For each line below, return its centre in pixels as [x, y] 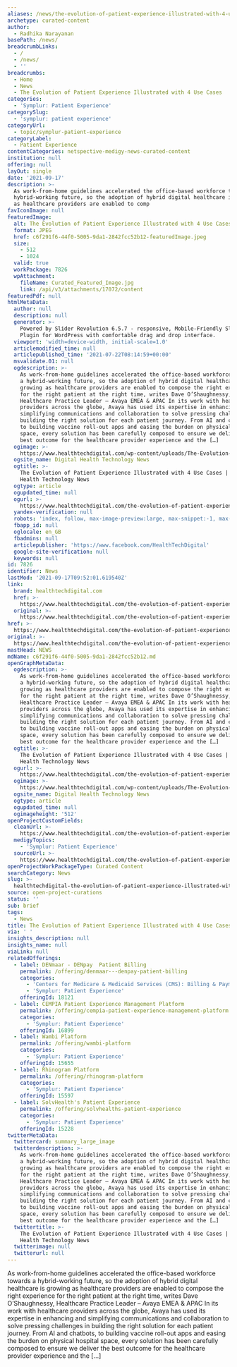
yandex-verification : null [53, 512]
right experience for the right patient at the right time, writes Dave [103, 1296]
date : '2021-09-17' [36, 178]
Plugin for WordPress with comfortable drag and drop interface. [118, 335]
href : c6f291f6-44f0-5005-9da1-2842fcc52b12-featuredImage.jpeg [110, 237]
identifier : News [33, 571]
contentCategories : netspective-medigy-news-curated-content [99, 152]
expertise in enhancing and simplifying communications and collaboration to [118, 1318]
